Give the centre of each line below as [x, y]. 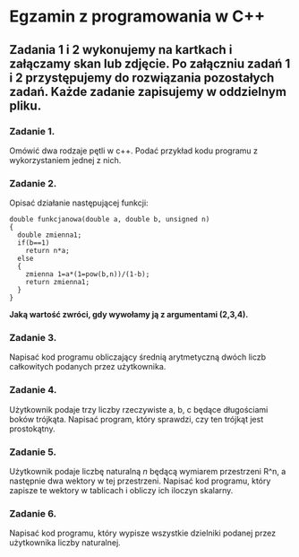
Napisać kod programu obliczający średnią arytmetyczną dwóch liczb [138, 357]
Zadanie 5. [33, 452]
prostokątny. [32, 429]
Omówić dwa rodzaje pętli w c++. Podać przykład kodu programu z [133, 151]
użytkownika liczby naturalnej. [65, 543]
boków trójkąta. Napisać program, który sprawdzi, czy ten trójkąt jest [137, 419]
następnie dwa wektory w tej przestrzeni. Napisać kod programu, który [140, 481]
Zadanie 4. [33, 390]
